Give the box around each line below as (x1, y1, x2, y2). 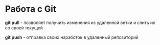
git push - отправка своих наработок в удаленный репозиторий (5, 34, 138, 40)
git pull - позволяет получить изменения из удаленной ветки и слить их (5, 20, 156, 25)
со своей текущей (5, 24, 43, 30)
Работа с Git (5, 3, 57, 15)
